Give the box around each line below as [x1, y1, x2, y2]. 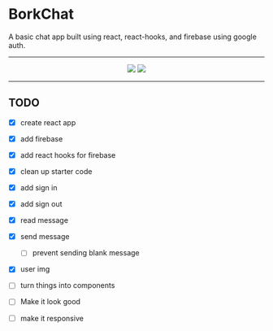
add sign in [19, 183, 58, 192]
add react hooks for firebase [19, 150, 116, 159]
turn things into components [19, 281, 115, 290]
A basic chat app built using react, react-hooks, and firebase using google [8, 32, 258, 41]
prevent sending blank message [32, 248, 140, 258]
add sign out [19, 199, 63, 209]
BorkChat [8, 5, 75, 24]
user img [19, 264, 50, 274]
